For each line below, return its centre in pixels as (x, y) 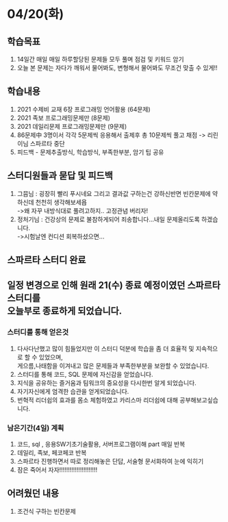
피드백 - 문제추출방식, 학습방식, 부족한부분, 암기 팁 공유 (90, 152)
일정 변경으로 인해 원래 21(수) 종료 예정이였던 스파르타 (114, 285)
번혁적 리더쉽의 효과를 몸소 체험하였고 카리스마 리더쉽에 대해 (98, 400)
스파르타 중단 (47, 143)
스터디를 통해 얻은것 (38, 332)
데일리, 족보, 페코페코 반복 (52, 452)
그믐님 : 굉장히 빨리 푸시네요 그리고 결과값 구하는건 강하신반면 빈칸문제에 (114, 193)
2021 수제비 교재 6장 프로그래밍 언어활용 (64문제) (84, 109)
